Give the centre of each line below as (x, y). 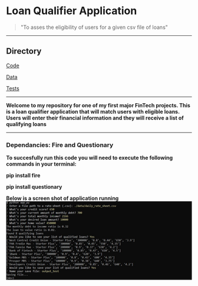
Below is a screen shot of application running (62, 198)
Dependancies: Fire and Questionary (60, 144)
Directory (24, 51)
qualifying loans (27, 124)
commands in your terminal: (41, 164)
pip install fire (23, 176)
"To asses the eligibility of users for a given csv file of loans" (94, 27)
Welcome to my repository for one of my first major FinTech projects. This (98, 105)
